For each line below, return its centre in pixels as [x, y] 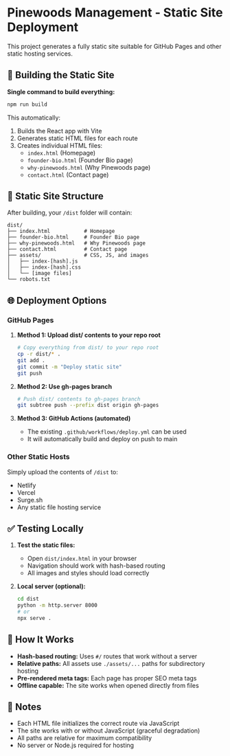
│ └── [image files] [39, 274]
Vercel [26, 492]
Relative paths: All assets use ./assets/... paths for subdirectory [111, 663]
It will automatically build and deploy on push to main [102, 439]
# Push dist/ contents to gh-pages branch [79, 399]
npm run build [27, 104]
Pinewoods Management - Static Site [115, 13]
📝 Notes [24, 707]
